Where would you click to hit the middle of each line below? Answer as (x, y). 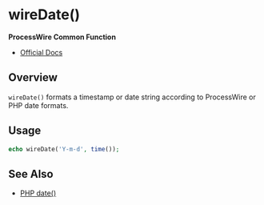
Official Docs (41, 52)
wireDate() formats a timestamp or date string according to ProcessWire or (132, 97)
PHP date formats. (38, 105)
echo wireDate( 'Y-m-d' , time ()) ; (64, 149)
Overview (33, 78)
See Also (31, 174)
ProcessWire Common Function (62, 37)
